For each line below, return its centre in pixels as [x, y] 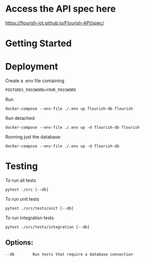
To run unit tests [22, 199]
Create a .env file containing [35, 81]
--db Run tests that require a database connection [69, 254]
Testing [22, 166]
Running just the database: [33, 137]
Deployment [32, 67]
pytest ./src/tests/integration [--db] [48, 227]
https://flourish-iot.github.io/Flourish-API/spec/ [55, 23]
